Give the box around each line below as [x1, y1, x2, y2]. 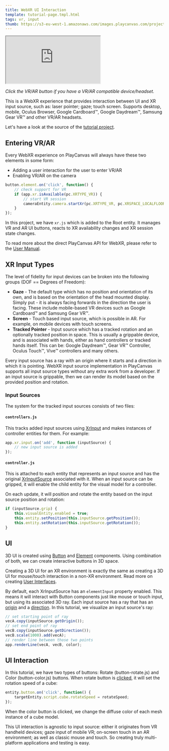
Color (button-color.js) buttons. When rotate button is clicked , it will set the [5, 675, 160, 681]
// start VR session [23, 196, 66, 202]
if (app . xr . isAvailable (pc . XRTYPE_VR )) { [14, 191, 102, 197]
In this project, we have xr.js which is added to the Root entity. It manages [5, 220, 161, 226]
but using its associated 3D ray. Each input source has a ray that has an [5, 599, 153, 605]
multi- [144, 734, 157, 740]
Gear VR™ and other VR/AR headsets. [5, 114, 82, 120]
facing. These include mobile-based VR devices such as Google [12, 305, 146, 311]
